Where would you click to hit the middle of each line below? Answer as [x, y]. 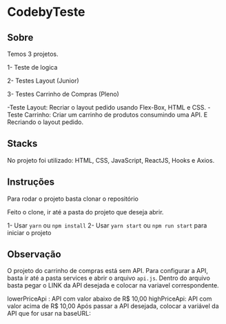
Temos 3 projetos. [33, 54]
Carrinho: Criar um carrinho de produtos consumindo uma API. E [116, 115]
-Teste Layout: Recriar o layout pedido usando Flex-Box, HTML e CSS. [107, 107]
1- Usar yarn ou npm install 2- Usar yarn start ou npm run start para [107, 225]
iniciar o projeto [29, 232]
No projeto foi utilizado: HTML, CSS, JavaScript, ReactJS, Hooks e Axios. [111, 160]
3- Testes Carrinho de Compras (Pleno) [63, 94]
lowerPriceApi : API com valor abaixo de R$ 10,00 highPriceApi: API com [110, 299]
